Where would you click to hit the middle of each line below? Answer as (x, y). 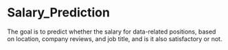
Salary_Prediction (58, 13)
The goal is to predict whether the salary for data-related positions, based (112, 32)
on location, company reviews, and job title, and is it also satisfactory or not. (115, 38)
